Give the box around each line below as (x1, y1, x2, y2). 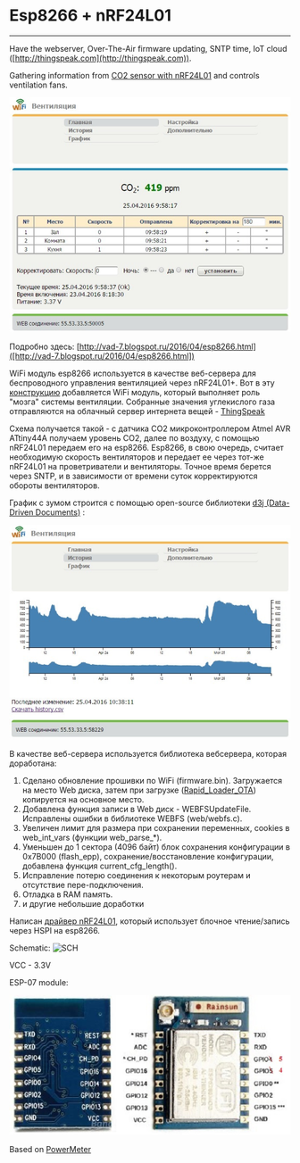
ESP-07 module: (9, 976, 69, 987)
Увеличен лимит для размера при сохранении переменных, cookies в (21, 822, 290, 833)
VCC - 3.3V (9, 959, 52, 970)
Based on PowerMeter (9, 1143, 92, 1154)
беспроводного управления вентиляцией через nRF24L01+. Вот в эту (9, 377, 275, 388)
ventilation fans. (9, 79, 69, 90)
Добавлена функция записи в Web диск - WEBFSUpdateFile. (21, 803, 252, 814)
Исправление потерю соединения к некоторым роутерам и (21, 869, 251, 880)
